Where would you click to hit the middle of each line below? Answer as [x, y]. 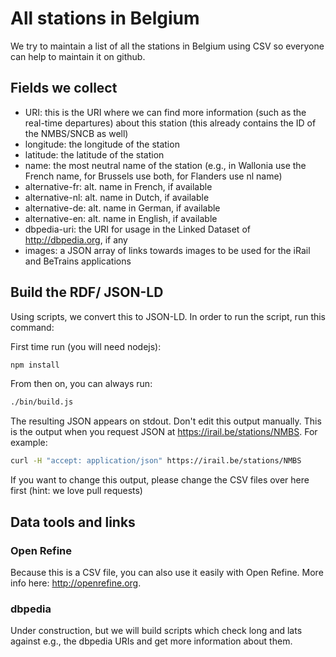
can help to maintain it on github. [78, 56]
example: [29, 443]
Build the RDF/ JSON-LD [87, 292]
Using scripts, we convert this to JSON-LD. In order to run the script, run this [168, 316]
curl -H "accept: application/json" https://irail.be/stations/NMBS [156, 461]
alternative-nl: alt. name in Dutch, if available [117, 197]
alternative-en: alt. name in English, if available [121, 218]
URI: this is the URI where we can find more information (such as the [165, 112]
